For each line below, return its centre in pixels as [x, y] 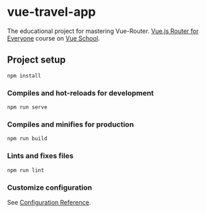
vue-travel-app [51, 12]
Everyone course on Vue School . [54, 38]
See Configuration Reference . [49, 202]
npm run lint [26, 170]
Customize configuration [50, 188]
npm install [24, 76]
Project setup [37, 60]
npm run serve [27, 107]
